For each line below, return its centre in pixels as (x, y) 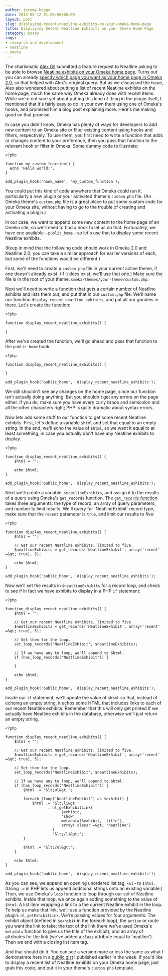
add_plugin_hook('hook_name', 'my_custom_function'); (63, 181)
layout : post (19, 19)
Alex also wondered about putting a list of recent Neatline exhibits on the (80, 88)
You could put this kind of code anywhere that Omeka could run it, (74, 191)
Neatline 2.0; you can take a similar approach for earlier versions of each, (81, 253)
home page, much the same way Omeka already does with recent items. (80, 93)
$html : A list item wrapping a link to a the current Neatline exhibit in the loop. (84, 904)
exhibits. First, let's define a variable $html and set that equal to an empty (81, 422)
